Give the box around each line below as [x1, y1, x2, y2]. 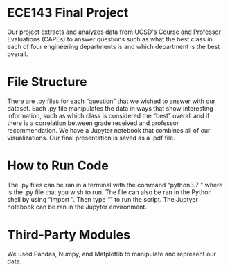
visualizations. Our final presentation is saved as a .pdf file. [7, 133, 175, 142]
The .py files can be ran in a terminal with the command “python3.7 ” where [7, 180, 223, 189]
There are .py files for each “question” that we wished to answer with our [7, 97, 216, 105]
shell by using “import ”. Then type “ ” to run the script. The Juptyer [7, 195, 199, 203]
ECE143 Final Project [7, 5, 129, 21]
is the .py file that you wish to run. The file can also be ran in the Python [7, 188, 213, 196]
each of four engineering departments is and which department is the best [7, 42, 220, 50]
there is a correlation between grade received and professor [7, 119, 179, 127]
